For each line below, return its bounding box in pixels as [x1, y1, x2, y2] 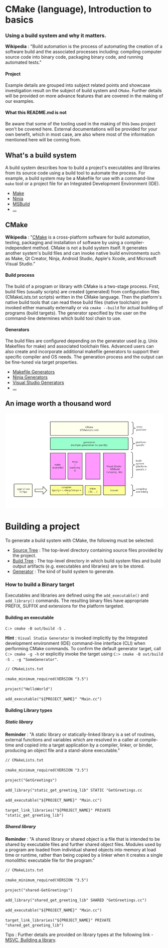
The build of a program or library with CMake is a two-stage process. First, [5, 283, 159, 289]
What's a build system [5, 151, 77, 160]
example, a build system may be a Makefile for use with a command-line [5, 175, 155, 181]
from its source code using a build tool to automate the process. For [5, 169, 145, 176]
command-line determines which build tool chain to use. [5, 315, 121, 321]
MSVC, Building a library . [5, 936, 57, 943]
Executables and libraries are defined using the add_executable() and [5, 593, 149, 599]
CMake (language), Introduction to [5, 4, 152, 15]
